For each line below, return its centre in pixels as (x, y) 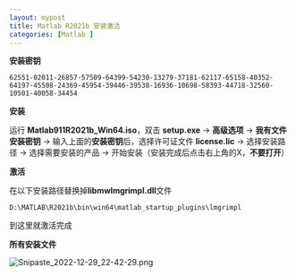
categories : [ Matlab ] (51, 34)
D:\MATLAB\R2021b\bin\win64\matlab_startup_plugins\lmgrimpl (126, 208)
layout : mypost (38, 17)
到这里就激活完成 (41, 226)
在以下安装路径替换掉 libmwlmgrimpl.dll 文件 (91, 191)
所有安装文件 (33, 245)
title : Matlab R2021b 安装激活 (65, 26)
